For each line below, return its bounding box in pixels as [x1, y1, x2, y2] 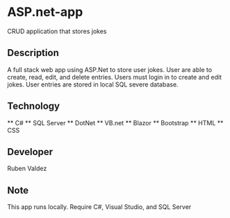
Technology [7, 100, 60, 112]
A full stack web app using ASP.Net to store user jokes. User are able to [7, 65, 213, 73]
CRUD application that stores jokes [7, 27, 107, 35]
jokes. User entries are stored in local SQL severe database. [7, 80, 179, 89]
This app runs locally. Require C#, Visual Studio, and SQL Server [7, 203, 192, 211]
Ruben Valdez [7, 164, 47, 173]
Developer [7, 146, 54, 158]
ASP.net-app [7, 4, 83, 20]
